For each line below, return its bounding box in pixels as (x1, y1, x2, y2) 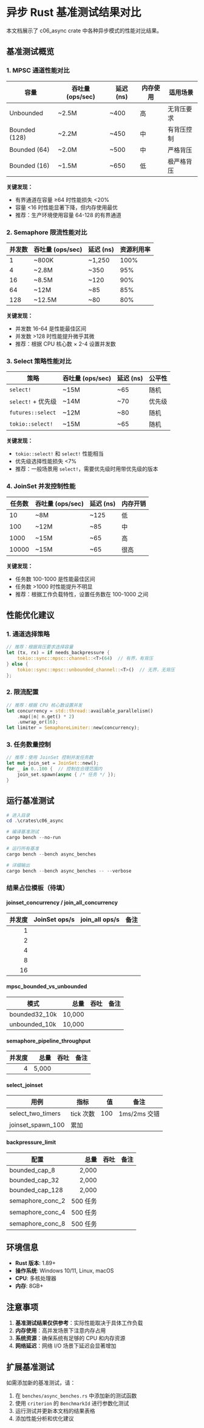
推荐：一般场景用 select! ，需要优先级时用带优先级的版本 (15, 465, 158, 473)
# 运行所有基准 (6, 846, 39, 852)
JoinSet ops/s (33, 915, 75, 924)
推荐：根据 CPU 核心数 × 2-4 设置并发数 (15, 340, 117, 348)
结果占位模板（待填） (6, 884, 69, 892)
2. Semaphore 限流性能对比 (6, 228, 87, 237)
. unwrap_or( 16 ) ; (17, 719, 59, 726)
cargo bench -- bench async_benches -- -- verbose (6, 868, 132, 874)
